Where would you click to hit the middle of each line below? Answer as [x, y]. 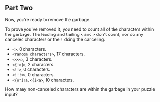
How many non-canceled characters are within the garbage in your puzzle [80, 89]
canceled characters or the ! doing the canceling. [55, 39]
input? [11, 94]
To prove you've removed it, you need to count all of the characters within [80, 29]
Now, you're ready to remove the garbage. [48, 19]
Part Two [19, 8]
